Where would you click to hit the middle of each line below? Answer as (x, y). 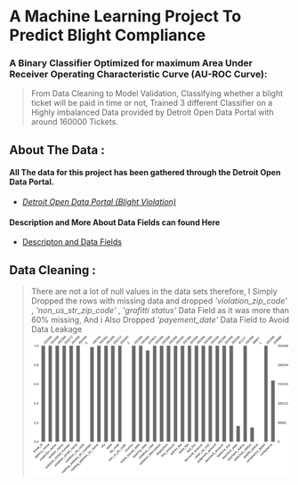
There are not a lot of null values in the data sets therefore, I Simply (154, 292)
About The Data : (57, 150)
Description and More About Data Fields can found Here (115, 222)
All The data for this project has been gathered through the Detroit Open (145, 173)
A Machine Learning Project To (125, 16)
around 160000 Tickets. (74, 122)
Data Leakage (56, 329)
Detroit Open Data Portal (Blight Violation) (99, 202)
